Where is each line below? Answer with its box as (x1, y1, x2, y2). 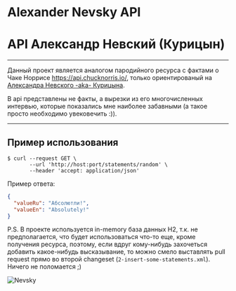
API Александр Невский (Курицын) (7, 36, 225, 53)
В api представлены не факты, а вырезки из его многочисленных (7, 95, 204, 103)
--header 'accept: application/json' (29, 167, 140, 174)
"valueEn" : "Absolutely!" (13, 206, 90, 213)
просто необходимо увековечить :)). (7, 109, 117, 118)
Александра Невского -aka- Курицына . (7, 81, 125, 90)
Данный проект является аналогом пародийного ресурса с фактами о (7, 66, 219, 74)
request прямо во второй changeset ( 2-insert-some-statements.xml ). (7, 255, 211, 264)
